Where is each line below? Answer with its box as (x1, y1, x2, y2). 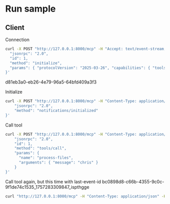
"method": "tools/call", (14, 146, 67, 151)
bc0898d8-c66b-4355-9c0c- (102, 178, 164, 185)
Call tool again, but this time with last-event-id (5, 178, 101, 185)
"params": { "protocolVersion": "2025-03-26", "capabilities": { (10, 65, 151, 70)
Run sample (5, 3, 56, 15)
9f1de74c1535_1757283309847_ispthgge (5, 184, 90, 190)
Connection (5, 36, 29, 43)
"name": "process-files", (18, 155, 73, 160)
